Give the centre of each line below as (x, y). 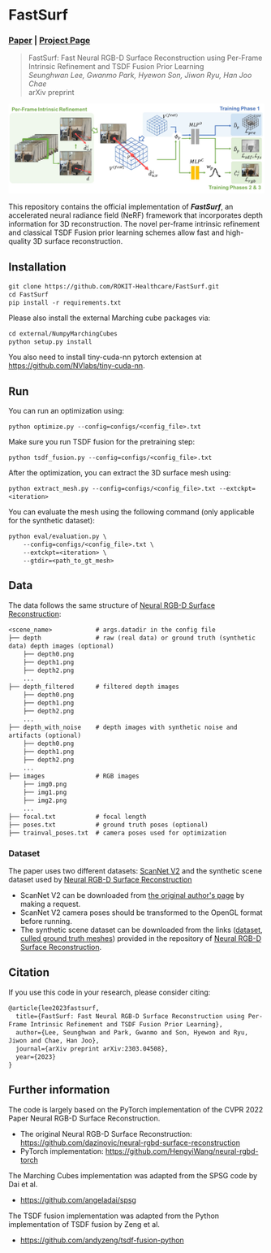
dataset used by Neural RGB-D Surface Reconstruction (100, 880)
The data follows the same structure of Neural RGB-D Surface (112, 605)
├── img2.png (45, 800)
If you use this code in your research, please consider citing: (110, 992)
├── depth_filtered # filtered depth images (94, 687)
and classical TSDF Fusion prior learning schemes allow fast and (116, 232)
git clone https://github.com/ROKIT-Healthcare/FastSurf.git (114, 287)
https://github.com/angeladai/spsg (78, 1199)
